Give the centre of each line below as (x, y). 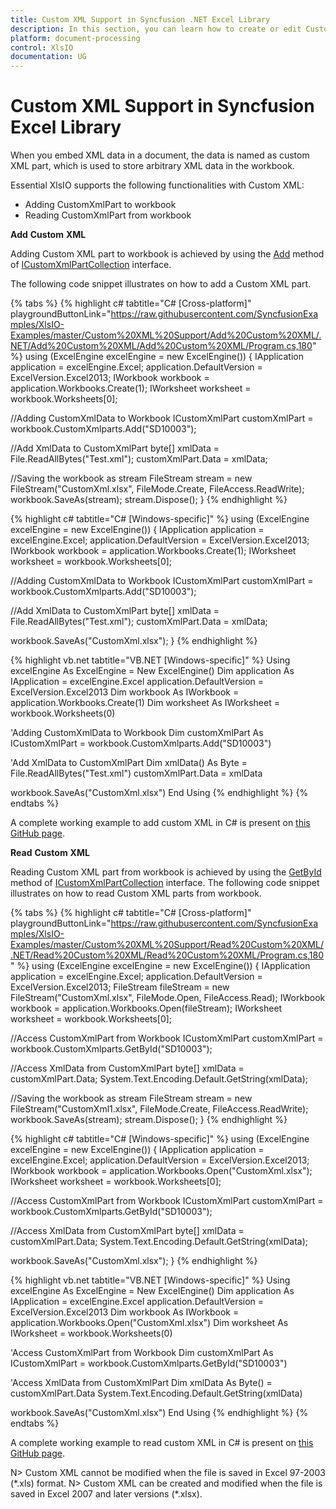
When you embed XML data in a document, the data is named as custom (160, 155)
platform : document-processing (75, 38)
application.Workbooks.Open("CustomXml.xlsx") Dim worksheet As (149, 1323)
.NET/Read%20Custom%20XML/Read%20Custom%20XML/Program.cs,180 (167, 955)
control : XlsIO (42, 47)
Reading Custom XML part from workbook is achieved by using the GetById (166, 872)
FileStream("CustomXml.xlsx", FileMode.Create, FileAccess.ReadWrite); (157, 489)
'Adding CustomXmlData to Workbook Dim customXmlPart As (137, 733)
